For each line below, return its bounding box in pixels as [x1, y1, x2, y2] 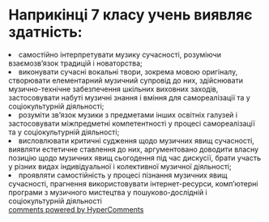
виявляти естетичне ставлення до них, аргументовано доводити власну [8, 144, 259, 154]
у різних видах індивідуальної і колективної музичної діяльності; [8, 161, 233, 171]
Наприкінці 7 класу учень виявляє [8, 6, 253, 24]
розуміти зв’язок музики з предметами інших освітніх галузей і [19, 109, 237, 119]
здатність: [8, 23, 83, 41]
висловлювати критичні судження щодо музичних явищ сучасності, [19, 135, 255, 145]
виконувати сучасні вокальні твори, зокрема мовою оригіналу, [19, 66, 238, 76]
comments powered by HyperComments [8, 204, 144, 214]
